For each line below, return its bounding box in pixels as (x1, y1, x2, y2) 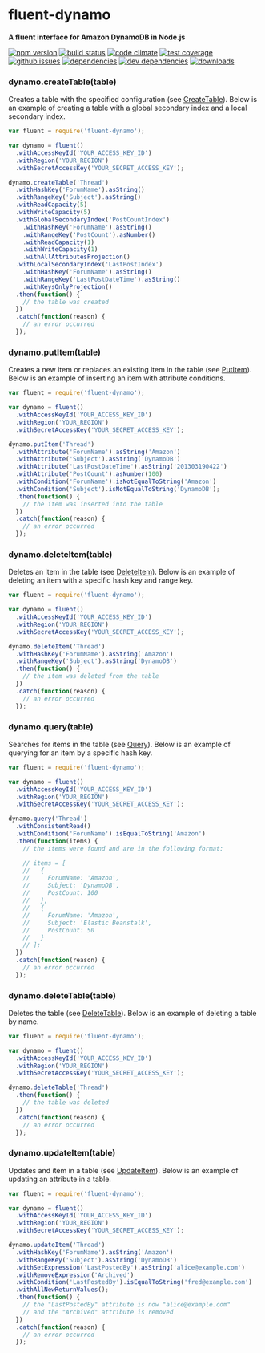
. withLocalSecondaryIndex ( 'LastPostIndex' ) (15, 261, 163, 269)
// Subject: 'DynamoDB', (22, 881, 120, 890)
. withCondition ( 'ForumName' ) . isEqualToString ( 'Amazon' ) (15, 830, 206, 838)
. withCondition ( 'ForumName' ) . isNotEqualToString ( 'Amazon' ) (15, 477, 217, 486)
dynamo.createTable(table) (8, 76, 117, 87)
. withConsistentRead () (15, 823, 91, 831)
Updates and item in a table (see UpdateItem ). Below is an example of (8, 1165, 239, 1175)
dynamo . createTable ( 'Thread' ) (8, 178, 110, 186)
